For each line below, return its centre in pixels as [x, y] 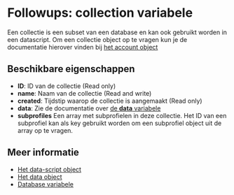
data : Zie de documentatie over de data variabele [89, 108]
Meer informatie [43, 153]
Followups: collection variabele [100, 13]
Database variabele [45, 184]
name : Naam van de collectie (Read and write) [84, 93]
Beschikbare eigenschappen [71, 69]
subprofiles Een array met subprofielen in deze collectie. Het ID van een [122, 115]
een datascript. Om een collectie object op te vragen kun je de [97, 39]
